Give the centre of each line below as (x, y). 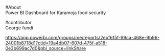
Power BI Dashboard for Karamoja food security (56, 13)
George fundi (19, 28)
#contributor (18, 22)
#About (13, 7)
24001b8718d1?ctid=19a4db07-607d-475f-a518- (56, 43)
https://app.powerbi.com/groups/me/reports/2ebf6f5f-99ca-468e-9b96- (82, 38)
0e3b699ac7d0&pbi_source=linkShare (46, 48)
